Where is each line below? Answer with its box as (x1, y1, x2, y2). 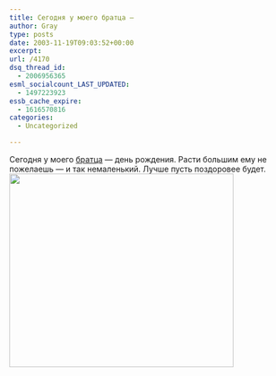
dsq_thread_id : (9, 64, 66, 73)
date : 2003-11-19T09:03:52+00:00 (9, 38, 134, 48)
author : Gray (9, 22, 58, 31)
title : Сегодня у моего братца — (9, 13, 134, 22)
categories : (9, 113, 54, 122)
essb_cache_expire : (9, 96, 82, 106)
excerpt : (9, 47, 42, 56)
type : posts (9, 30, 54, 39)
